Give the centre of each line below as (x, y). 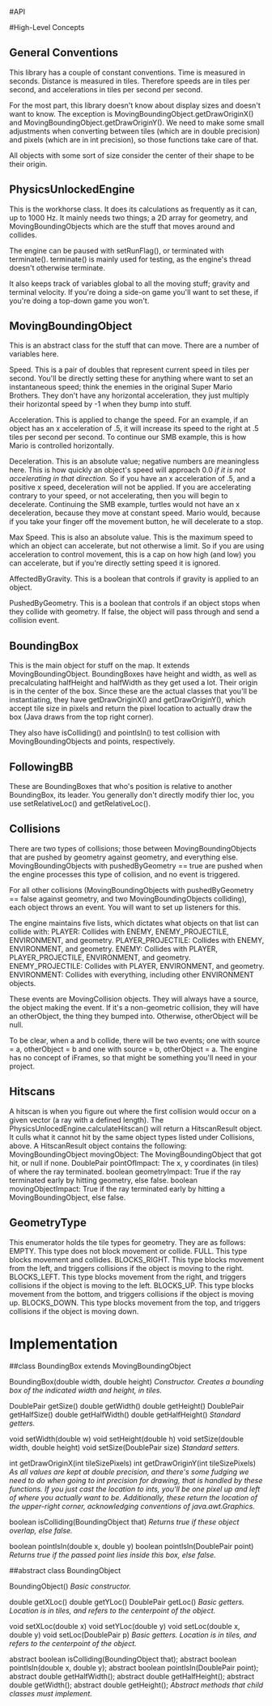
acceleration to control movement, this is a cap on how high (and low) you (132, 555)
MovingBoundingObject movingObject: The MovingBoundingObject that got (136, 1154)
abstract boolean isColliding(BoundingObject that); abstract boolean (123, 1659)
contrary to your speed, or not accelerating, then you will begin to (119, 496)
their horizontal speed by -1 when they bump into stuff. (101, 404)
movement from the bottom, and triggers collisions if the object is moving (132, 1294)
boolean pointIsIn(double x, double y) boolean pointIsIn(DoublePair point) (132, 1546)
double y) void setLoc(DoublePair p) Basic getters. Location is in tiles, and (133, 1635)
